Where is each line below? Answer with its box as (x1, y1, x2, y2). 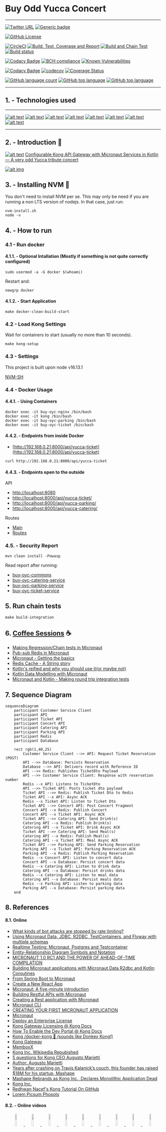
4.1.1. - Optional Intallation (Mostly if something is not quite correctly (5, 253, 148, 259)
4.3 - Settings (5, 353, 39, 360)
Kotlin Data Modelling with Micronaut (12, 671, 87, 677)
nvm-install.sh (5, 208, 37, 213)
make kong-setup (5, 342, 39, 346)
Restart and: (5, 278, 30, 284)
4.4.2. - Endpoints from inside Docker (5, 433, 84, 439)
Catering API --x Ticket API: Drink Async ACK (23, 825, 121, 830)
